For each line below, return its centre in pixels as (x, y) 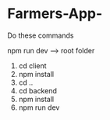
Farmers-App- (55, 14)
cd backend (38, 90)
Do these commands (41, 35)
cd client (33, 65)
